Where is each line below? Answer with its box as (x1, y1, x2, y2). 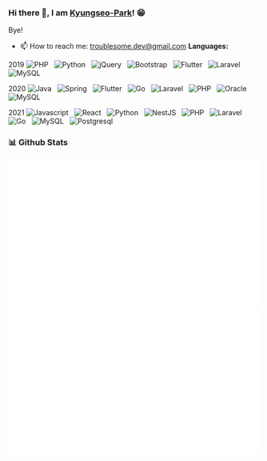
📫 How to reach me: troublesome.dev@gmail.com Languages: (19, 42, 229, 51)
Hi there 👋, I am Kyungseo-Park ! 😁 (8, 7, 145, 18)
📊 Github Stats (8, 137, 68, 148)
